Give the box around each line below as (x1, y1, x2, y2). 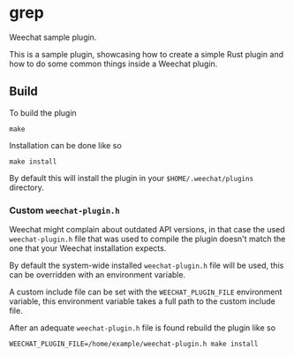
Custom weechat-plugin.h (9, 204, 121, 216)
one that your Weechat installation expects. (9, 243, 167, 254)
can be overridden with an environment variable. (9, 270, 186, 280)
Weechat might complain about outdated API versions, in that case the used (9, 224, 285, 235)
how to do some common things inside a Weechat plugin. (9, 58, 218, 69)
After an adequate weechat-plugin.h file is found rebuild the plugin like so (9, 323, 276, 333)
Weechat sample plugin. (9, 32, 97, 42)
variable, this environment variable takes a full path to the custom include (9, 296, 275, 307)
